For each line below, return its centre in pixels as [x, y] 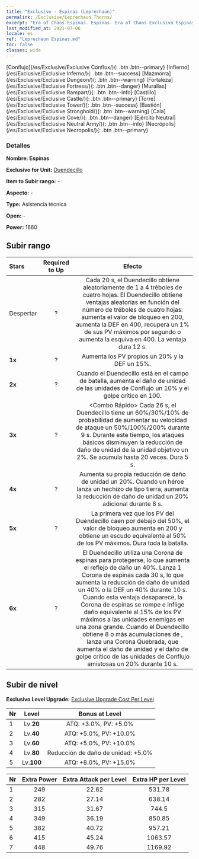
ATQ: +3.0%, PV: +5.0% [100, 724]
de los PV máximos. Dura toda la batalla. [132, 543]
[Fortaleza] [160, 79]
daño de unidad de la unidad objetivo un [132, 449]
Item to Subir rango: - [33, 181]
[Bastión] [150, 105]
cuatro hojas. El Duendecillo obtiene [133, 295]
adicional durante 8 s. [133, 503]
